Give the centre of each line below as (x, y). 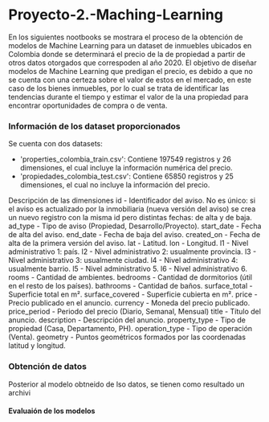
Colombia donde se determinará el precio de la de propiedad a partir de (127, 54)
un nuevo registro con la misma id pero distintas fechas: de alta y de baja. (130, 218)
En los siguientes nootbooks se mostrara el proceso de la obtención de (126, 37)
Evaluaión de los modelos (52, 411)
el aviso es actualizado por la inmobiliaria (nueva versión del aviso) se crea (132, 209)
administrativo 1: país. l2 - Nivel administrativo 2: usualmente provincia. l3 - (132, 252)
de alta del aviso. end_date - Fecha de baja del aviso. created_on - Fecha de (134, 235)
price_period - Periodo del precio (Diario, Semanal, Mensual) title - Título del (134, 312)
